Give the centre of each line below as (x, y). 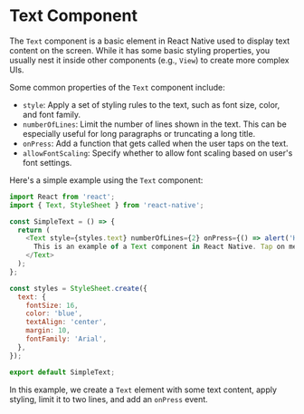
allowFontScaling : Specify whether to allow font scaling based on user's (157, 153)
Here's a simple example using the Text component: (106, 180)
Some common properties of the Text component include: (117, 87)
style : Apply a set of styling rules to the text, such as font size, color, (151, 104)
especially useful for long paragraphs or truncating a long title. (139, 133)
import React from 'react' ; (62, 197)
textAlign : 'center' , (66, 323)
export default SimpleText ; (62, 372)
